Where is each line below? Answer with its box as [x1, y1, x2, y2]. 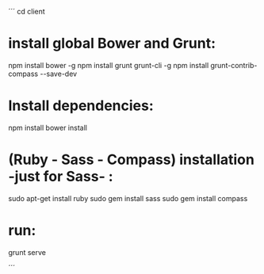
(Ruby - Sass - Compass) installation [8, 150, 255, 169]
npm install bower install [8, 123, 87, 132]
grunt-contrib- [209, 60, 258, 70]
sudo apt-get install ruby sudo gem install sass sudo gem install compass [8, 193, 248, 203]
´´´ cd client [8, 7, 45, 16]
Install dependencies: [8, 97, 155, 115]
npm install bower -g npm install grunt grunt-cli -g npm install [8, 60, 209, 70]
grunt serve [8, 247, 46, 257]
